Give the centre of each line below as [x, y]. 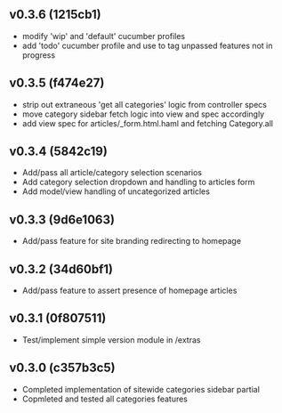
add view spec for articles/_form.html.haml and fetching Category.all [148, 123]
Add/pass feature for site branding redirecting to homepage [132, 241]
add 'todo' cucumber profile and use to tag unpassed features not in [147, 45]
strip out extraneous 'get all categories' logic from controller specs [144, 104]
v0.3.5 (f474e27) [57, 83]
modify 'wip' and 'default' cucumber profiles [104, 36]
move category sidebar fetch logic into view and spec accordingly [143, 114]
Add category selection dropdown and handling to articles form [138, 182]
